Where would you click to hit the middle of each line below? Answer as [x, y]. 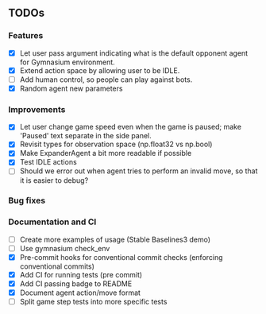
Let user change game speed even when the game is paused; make [131, 127]
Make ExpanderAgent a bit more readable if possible [106, 153]
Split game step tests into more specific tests [93, 302]
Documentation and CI [52, 222]
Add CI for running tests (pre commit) [81, 274]
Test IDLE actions [48, 162]
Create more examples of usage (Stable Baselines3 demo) [115, 239]
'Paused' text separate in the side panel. [86, 136]
